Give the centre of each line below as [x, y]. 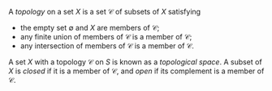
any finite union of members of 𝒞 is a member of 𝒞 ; [106, 37]
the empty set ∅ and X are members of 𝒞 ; [90, 28]
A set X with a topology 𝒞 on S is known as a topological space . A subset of [135, 62]
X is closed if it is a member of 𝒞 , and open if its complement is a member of [136, 71]
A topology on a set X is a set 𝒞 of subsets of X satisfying [105, 12]
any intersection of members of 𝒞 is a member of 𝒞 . [107, 46]
